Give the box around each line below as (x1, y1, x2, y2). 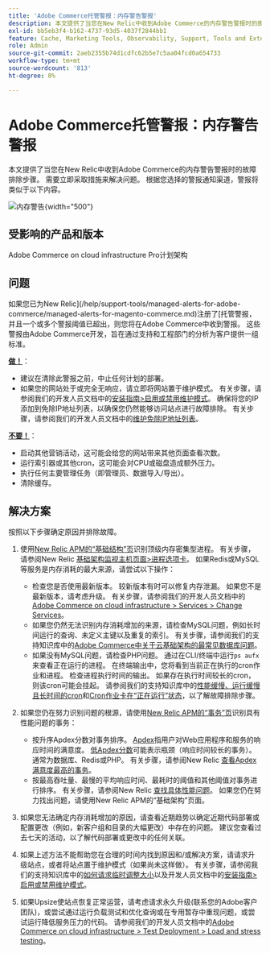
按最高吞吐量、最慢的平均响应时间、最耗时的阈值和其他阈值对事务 (31, 775, 251, 785)
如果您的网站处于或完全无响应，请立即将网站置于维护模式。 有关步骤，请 (19, 383, 262, 393)
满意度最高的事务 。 (31, 765, 96, 774)
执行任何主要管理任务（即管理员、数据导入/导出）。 (19, 468, 189, 478)
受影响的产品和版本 (8, 227, 104, 241)
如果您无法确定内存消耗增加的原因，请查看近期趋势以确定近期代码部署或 (19, 813, 260, 822)
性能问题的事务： (19, 718, 77, 727)
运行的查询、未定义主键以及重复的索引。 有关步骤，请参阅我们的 (39, 630, 253, 640)
